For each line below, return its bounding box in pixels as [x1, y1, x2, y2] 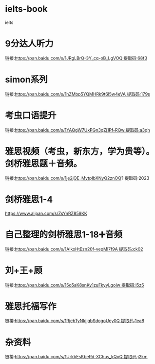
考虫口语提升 [5, 110, 57, 121]
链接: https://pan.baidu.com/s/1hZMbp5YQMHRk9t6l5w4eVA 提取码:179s [5, 91, 150, 97]
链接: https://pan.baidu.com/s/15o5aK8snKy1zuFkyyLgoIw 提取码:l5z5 [5, 282, 144, 288]
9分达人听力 [5, 38, 54, 49]
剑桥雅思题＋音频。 [5, 158, 82, 169]
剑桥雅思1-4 [5, 194, 53, 205]
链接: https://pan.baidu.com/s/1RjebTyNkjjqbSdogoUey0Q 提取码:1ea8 [5, 318, 145, 324]
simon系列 [5, 74, 48, 85]
